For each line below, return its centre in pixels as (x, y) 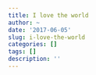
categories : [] (33, 45)
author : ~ (24, 23)
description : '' (34, 59)
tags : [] (22, 52)
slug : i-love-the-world (47, 37)
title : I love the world (48, 15)
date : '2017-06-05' (40, 30)
